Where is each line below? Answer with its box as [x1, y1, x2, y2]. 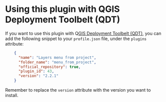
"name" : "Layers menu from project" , [18, 55, 97, 60]
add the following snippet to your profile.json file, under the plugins [5, 36, 147, 42]
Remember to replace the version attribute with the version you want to [5, 87, 151, 93]
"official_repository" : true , [18, 64, 81, 69]
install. [5, 93, 19, 99]
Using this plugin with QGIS [5, 3, 120, 15]
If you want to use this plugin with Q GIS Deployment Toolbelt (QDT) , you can [5, 30, 162, 36]
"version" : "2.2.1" [18, 73, 58, 79]
